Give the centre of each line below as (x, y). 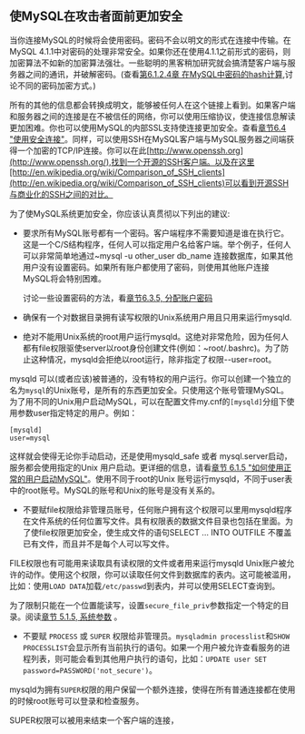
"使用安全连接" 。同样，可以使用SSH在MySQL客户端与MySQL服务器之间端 (148, 138)
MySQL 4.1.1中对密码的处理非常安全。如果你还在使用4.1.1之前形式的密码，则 (150, 51)
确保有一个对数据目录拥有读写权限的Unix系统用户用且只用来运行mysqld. (157, 317)
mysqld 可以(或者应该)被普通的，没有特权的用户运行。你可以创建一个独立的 (151, 378)
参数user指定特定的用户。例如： (77, 413)
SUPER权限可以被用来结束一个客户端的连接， (94, 720)
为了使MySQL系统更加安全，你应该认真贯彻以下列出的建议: (120, 213)
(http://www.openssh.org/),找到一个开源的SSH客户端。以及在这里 (132, 161)
